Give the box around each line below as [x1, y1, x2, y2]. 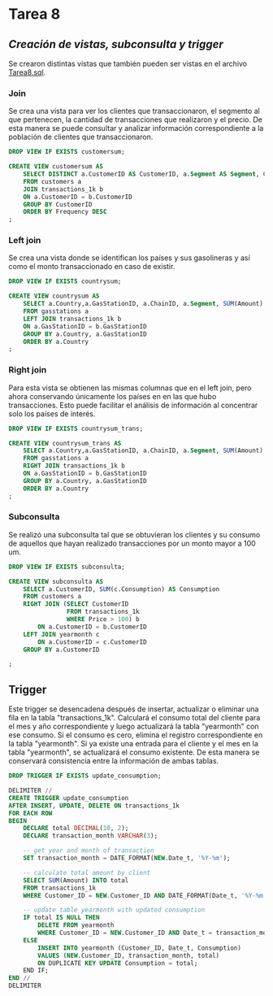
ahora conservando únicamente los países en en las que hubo [8, 391, 217, 401]
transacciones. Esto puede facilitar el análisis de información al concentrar [8, 400, 258, 410]
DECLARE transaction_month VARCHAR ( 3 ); [23, 832, 158, 840]
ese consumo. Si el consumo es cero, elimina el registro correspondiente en [8, 730, 263, 740]
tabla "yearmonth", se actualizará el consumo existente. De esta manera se [8, 747, 260, 757]
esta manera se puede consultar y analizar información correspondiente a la [8, 124, 264, 133]
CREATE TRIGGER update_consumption [8, 794, 129, 802]
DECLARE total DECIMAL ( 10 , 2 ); [23, 824, 129, 833]
